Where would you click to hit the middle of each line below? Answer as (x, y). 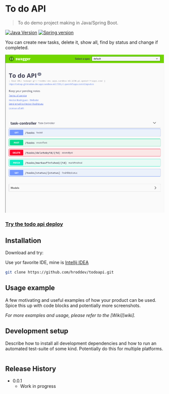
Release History (31, 369)
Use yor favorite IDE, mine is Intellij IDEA (47, 262)
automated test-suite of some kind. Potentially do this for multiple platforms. (84, 349)
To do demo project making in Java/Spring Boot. (68, 23)
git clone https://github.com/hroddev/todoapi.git (60, 273)
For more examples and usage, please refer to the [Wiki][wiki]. (70, 315)
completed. (17, 47)
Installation (23, 241)
